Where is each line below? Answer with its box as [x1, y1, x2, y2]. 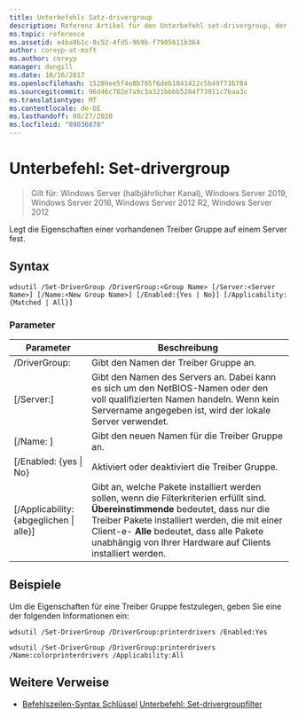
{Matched [9, 298, 42, 307]
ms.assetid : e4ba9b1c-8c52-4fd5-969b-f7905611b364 [9, 37, 200, 47]
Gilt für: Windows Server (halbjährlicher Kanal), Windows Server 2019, [30, 187, 288, 198]
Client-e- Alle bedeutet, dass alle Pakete [91, 525, 264, 538]
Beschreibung [158, 342, 219, 354]
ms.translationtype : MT [9, 95, 98, 105]
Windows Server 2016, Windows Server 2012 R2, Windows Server [30, 197, 272, 208]
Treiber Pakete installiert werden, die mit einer [91, 514, 283, 526]
